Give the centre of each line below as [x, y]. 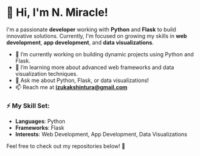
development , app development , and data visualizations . [80, 42]
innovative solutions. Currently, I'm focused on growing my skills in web [97, 35]
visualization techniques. [46, 73]
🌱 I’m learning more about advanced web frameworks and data [94, 67]
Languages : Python [40, 121]
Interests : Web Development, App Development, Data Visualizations [101, 135]
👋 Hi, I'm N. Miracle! [57, 13]
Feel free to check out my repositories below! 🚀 [66, 146]
